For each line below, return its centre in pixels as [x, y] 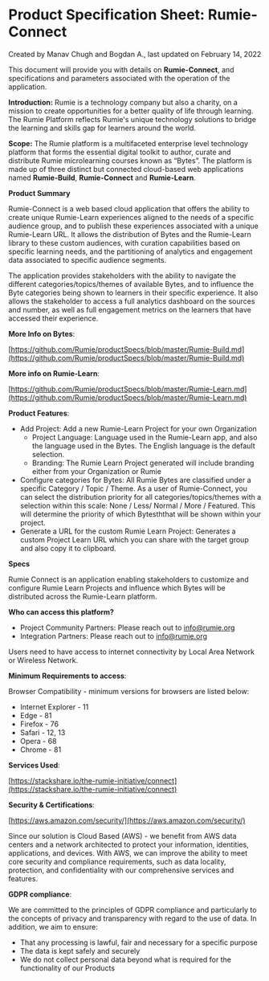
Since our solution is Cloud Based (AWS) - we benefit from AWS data [122, 836]
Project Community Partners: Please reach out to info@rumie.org [127, 627]
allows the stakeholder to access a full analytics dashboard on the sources [132, 301]
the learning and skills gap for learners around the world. [102, 128]
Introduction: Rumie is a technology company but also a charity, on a [123, 102]
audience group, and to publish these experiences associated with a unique [133, 226]
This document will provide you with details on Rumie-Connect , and [121, 69]
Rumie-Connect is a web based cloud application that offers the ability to [129, 208]
